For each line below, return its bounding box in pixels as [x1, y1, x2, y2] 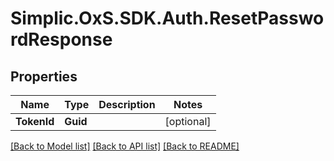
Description [98, 98, 156, 111]
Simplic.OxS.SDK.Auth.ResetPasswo [10, 7, 325, 30]
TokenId [15, 115, 55, 128]
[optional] [164, 115, 212, 128]
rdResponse [10, 28, 113, 51]
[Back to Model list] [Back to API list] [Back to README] [10, 140, 240, 152]
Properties [10, 68, 78, 85]
